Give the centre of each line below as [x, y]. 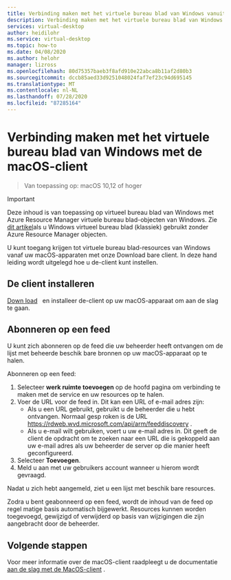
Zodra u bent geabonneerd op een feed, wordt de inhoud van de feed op [110, 502]
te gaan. [19, 308]
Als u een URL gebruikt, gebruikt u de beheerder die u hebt [111, 409]
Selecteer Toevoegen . [49, 460]
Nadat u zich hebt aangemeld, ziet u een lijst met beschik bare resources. [111, 488]
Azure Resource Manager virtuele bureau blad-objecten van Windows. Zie [112, 219]
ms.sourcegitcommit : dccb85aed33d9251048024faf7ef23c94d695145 [100, 77]
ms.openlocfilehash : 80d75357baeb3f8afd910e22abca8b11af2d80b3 [100, 71]
